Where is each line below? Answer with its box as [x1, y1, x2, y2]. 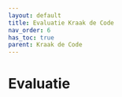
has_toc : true [8, 33, 55, 42]
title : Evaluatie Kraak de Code [8, 19, 114, 27]
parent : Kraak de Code [8, 41, 83, 49]
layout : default [8, 11, 61, 20]
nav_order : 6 [8, 26, 51, 34]
